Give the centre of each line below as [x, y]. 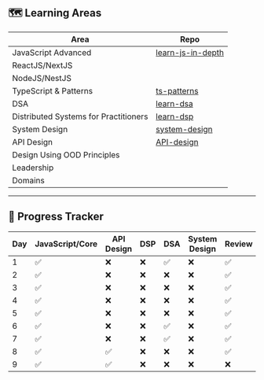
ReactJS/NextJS [42, 65]
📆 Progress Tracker [56, 217]
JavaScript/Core [66, 244]
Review [239, 244]
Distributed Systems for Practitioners [80, 116]
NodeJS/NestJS [42, 78]
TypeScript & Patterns [52, 90]
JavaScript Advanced [52, 52]
